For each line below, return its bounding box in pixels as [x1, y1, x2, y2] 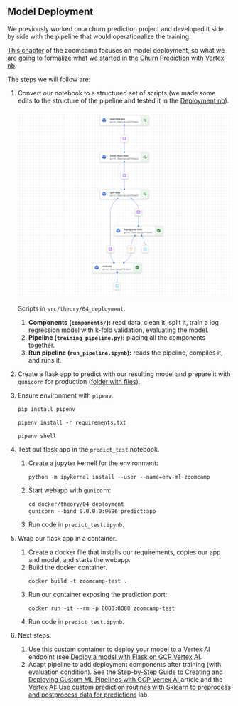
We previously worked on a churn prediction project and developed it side [7, 24, 224, 33]
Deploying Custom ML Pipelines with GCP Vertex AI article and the [28, 675, 223, 684]
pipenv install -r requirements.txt [17, 420, 126, 427]
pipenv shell [17, 432, 57, 440]
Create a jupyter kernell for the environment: [28, 459, 158, 467]
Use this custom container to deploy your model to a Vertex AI [28, 645, 211, 654]
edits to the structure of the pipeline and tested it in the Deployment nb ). [17, 96, 229, 105]
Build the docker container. [28, 563, 108, 572]
